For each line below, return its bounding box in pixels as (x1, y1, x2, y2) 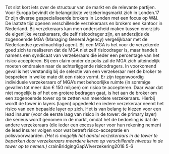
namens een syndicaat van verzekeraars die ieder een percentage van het (5, 52, 160, 58)
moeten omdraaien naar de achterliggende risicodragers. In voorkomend (5, 63, 156, 69)
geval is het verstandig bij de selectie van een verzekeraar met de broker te (5, 68, 162, 74)
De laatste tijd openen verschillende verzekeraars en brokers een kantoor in (5, 20, 163, 26)
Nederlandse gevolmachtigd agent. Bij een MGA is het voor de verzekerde (5, 42, 160, 47)
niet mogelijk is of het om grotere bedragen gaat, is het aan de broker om (5, 90, 157, 96)
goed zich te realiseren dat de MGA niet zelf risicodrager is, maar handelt (5, 47, 157, 53)
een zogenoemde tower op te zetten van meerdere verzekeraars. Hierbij (5, 95, 155, 101)
